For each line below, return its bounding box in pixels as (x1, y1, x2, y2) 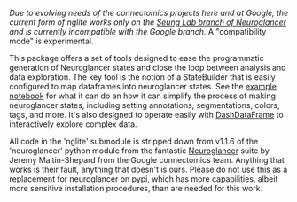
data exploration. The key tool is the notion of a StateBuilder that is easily (9, 72, 277, 82)
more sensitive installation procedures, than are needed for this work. (9, 183, 263, 193)
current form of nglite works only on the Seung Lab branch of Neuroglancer (9, 17, 286, 27)
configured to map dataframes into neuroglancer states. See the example (9, 82, 277, 91)
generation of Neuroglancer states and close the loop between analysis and (9, 62, 286, 73)
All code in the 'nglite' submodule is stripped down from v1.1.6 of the (9, 136, 259, 146)
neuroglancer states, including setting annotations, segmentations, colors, (9, 100, 280, 110)
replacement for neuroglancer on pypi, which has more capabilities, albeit (9, 174, 278, 184)
